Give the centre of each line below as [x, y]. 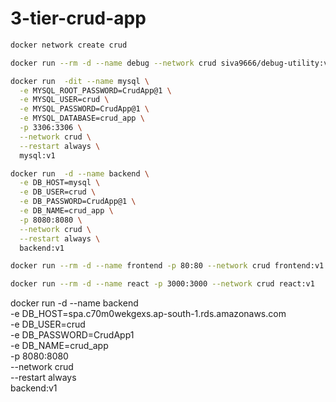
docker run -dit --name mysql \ [80, 81]
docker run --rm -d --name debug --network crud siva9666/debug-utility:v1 [171, 63]
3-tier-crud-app [78, 18]
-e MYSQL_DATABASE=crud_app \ [82, 118]
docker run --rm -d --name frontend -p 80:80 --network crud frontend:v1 [167, 266]
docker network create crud [69, 45]
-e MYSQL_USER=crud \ [64, 100]
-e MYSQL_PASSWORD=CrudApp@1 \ [84, 109]
